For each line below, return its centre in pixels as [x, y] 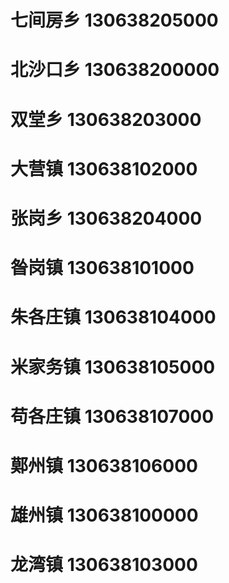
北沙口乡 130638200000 [115, 70]
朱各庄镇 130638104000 [113, 317]
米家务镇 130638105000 [113, 367]
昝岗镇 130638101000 [102, 268]
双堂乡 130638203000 [106, 119]
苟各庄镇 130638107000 [112, 416]
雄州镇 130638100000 [104, 515]
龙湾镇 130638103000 [104, 565]
